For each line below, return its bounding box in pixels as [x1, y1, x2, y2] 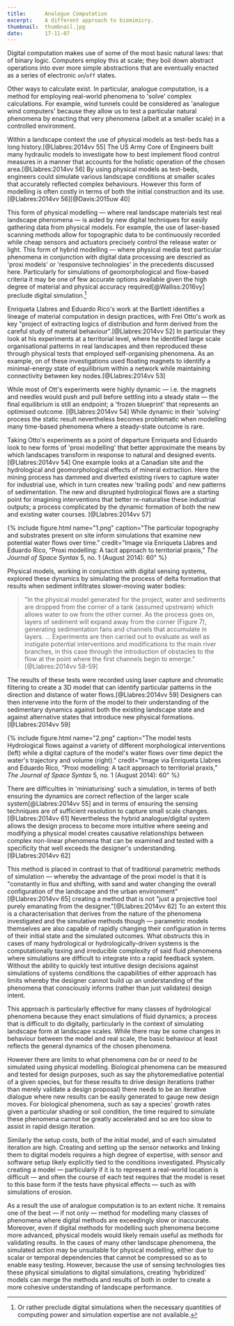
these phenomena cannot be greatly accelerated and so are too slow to [7, 1114, 212, 1123]
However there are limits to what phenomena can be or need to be [7, 1055, 198, 1063]
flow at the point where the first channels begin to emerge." [24, 654, 196, 663]
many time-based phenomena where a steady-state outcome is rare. [7, 422, 205, 431]
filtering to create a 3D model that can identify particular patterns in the [7, 683, 212, 691]
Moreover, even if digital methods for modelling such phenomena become [7, 1223, 219, 1232]
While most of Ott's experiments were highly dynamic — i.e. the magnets [7, 385, 217, 394]
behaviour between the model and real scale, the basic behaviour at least [7, 1034, 218, 1042]
